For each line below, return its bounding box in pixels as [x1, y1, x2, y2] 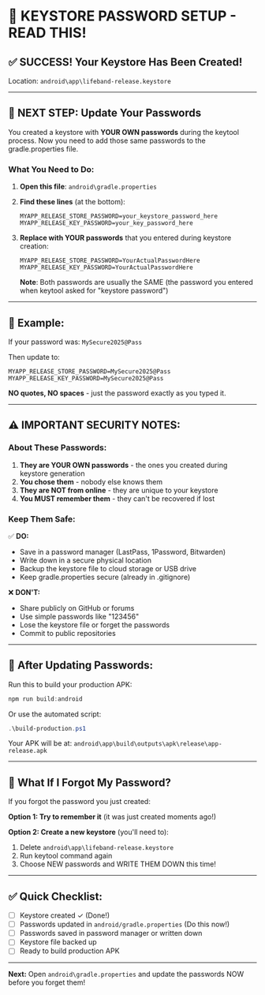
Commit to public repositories [19, 628, 116, 638]
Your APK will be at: [8, 739, 73, 748]
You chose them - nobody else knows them [19, 477, 163, 486]
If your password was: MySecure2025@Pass [8, 337, 143, 346]
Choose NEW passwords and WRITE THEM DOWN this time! [19, 859, 217, 869]
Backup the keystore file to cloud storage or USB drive [19, 563, 197, 573]
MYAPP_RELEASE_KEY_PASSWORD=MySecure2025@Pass [8, 374, 164, 382]
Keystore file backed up [19, 937, 97, 947]
